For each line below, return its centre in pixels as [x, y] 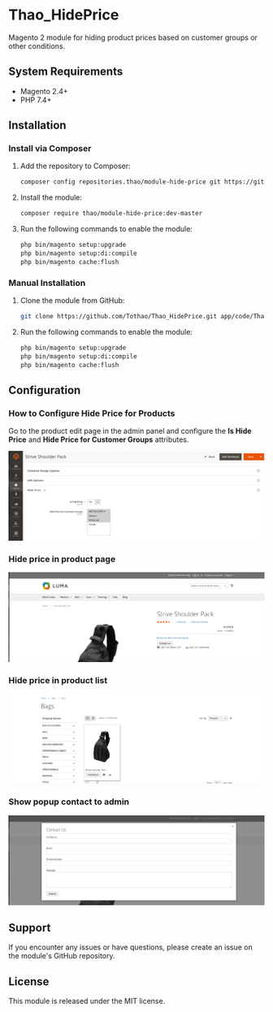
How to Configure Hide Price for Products [92, 413]
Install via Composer [50, 149]
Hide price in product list [58, 681]
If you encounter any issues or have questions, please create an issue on [131, 947]
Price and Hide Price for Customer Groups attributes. [99, 439]
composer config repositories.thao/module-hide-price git [120, 182]
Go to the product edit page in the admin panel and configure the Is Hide [130, 431]
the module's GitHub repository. [62, 956]
